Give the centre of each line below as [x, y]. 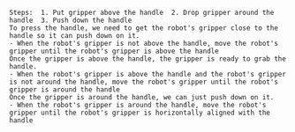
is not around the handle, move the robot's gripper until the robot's [144, 82]
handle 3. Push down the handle [71, 20]
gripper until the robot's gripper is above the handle [114, 51]
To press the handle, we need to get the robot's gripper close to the [144, 28]
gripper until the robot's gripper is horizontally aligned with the [140, 113]
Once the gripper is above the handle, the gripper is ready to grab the [148, 59]
